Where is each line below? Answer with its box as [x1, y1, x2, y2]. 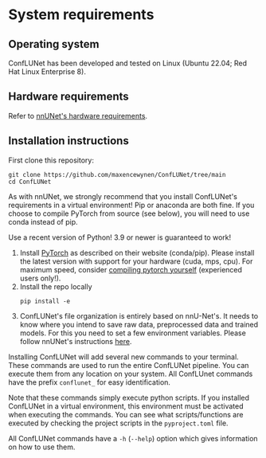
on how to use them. [8, 442, 76, 452]
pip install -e [19, 297, 71, 305]
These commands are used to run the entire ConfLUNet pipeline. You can [8, 360, 249, 370]
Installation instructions [8, 134, 129, 148]
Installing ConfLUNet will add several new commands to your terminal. [8, 352, 239, 362]
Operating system [8, 37, 100, 51]
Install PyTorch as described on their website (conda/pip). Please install [19, 248, 255, 257]
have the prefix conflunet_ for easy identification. [8, 377, 171, 387]
